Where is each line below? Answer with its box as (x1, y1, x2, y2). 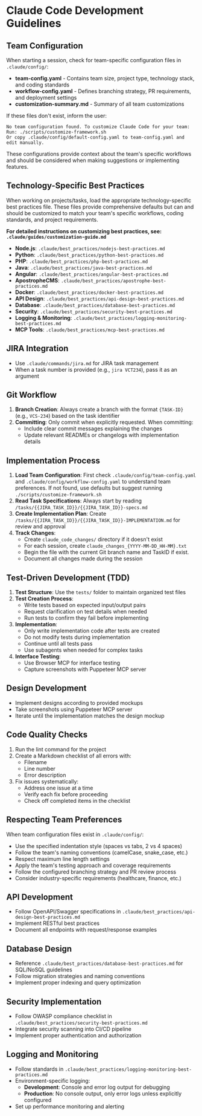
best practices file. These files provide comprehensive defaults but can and (6, 203, 194, 210)
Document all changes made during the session (24, 555, 143, 562)
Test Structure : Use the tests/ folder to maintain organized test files (14, 589, 186, 596)
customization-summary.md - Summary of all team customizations (14, 100, 185, 108)
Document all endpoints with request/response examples (14, 926, 157, 933)
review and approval (14, 523, 66, 530)
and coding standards (14, 81, 70, 88)
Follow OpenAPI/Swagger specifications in (14, 908, 121, 915)
